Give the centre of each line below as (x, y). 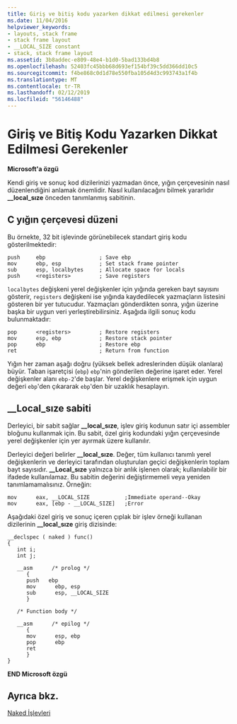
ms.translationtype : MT (42, 80)
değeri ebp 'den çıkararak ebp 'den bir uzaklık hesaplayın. (88, 386)
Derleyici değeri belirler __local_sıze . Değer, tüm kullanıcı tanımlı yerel (109, 454)
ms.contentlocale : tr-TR (44, 86)
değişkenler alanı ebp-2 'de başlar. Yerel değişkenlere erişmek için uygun (112, 378)
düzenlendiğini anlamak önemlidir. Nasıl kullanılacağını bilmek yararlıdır (111, 190)
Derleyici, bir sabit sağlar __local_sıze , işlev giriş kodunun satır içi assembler (118, 426)
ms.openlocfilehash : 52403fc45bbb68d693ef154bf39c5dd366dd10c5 (103, 66)
